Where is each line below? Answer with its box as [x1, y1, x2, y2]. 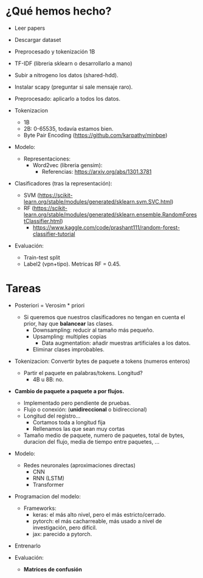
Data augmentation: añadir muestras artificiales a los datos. [41, 339, 191, 346]
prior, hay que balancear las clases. [23, 320, 114, 327]
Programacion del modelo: [14, 492, 81, 500]
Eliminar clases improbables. [32, 345, 105, 353]
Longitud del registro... [23, 412, 81, 419]
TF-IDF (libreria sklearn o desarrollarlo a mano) [14, 60, 132, 67]
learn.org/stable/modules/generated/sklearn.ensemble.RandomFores [23, 211, 197, 218]
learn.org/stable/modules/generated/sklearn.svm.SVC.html [23, 198, 172, 205]
